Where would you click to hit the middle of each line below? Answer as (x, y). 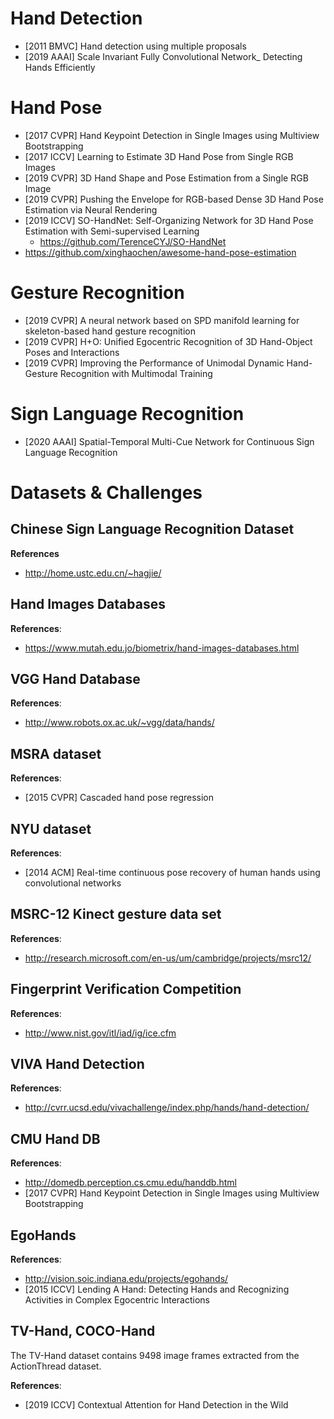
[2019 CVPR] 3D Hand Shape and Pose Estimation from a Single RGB (166, 178)
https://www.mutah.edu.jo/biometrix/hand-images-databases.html (162, 648)
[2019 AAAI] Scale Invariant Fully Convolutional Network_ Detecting (163, 56)
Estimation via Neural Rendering (91, 209)
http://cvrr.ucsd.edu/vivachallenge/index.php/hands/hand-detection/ (167, 1108)
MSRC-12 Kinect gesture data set (116, 914)
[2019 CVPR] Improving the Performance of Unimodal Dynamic (154, 363)
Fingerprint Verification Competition (126, 989)
